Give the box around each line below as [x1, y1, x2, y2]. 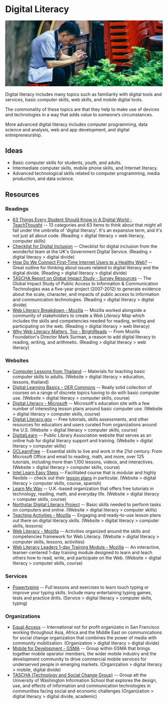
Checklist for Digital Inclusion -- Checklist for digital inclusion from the [12, 243, 157, 249]
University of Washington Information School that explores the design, [12, 677, 157, 683]
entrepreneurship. [5, 132, 42, 138]
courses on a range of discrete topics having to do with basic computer [12, 390, 160, 396]
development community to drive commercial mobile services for [12, 656, 146, 662]
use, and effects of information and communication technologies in [12, 683, 151, 688]
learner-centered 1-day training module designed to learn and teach [12, 550, 152, 556]
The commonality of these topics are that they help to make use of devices [5, 106, 159, 112]
